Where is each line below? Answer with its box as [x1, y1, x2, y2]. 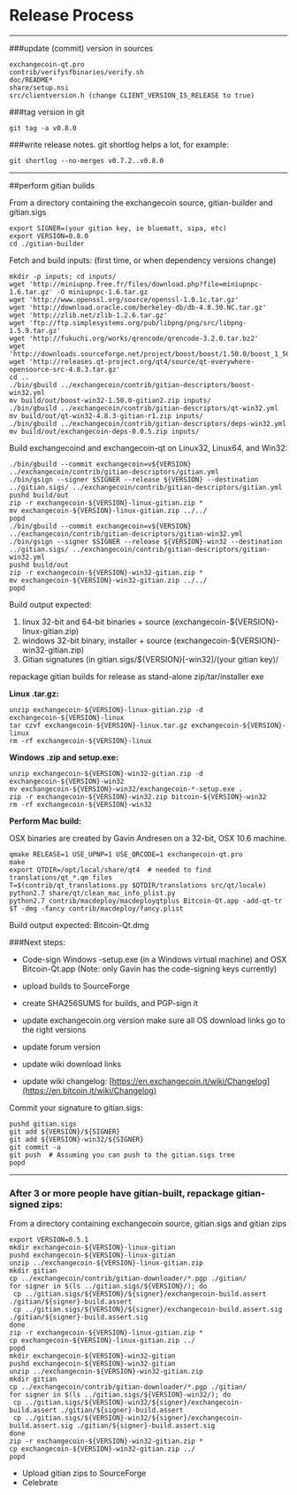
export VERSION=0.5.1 [9, 1236, 89, 1244]
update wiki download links [21, 1058, 122, 1069]
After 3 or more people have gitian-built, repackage [9, 1187, 234, 1199]
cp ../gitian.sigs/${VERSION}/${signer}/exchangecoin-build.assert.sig [12, 1305, 283, 1314]
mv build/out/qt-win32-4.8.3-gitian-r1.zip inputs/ [9, 411, 203, 421]
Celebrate [21, 1477, 59, 1488]
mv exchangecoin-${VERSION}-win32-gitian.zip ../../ [9, 576, 208, 585]
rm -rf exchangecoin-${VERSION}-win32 [9, 800, 152, 809]
